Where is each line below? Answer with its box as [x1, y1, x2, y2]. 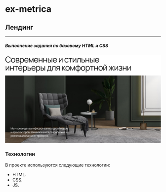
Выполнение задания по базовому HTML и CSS [5, 42, 109, 48]
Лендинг [5, 23, 34, 32]
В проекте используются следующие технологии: [5, 162, 110, 168]
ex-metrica [5, 3, 52, 15]
